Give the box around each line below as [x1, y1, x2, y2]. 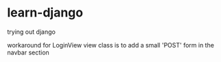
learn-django [7, 5, 84, 21]
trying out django [7, 28, 56, 36]
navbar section [7, 48, 49, 56]
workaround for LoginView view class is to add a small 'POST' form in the [7, 41, 215, 49]
